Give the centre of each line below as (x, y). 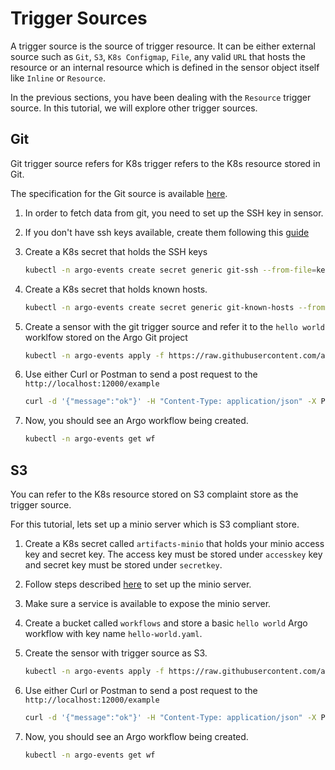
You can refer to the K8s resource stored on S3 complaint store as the (154, 494)
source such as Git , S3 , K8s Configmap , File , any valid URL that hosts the (158, 56)
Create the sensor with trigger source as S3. (116, 653)
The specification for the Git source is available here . (119, 193)
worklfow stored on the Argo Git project (106, 337)
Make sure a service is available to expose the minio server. (148, 603)
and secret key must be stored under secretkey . (123, 564)
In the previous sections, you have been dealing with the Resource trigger (161, 97)
